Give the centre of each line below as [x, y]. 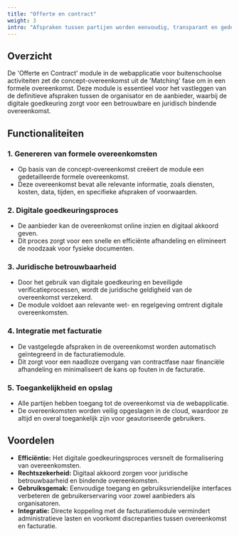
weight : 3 [22, 21]
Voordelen [31, 441]
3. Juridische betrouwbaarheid [62, 267]
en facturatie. [37, 526]
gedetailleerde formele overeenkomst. [74, 177]
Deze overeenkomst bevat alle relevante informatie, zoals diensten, [116, 184]
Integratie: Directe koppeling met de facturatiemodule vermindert [114, 510]
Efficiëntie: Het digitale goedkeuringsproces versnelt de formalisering [121, 458]
